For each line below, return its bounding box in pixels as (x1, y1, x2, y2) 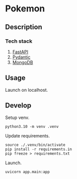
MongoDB (12, 59, 33, 65)
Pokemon (5, 3, 45, 14)
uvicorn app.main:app (5, 169, 50, 174)
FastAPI (12, 49, 28, 55)
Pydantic (12, 54, 31, 60)
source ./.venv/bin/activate (5, 142, 66, 147)
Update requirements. (5, 132, 50, 139)
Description (5, 23, 42, 31)
